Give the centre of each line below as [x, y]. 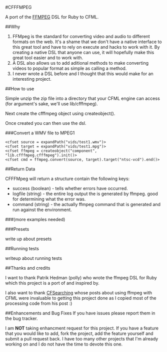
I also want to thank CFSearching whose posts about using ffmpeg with [79, 293]
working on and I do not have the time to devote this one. [64, 344]
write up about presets [28, 239]
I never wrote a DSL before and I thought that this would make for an [83, 74]
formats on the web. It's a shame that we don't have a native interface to [87, 42]
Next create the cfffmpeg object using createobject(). [60, 113]
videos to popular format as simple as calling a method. [69, 68]
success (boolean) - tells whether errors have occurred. [70, 188]
